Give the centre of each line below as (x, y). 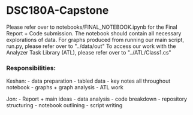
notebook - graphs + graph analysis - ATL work (65, 87)
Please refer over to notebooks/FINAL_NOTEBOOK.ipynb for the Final (92, 27)
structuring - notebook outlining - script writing (64, 105)
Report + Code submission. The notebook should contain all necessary (94, 33)
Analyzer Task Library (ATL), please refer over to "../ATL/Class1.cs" (89, 52)
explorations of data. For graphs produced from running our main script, (95, 40)
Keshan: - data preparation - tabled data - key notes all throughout (88, 81)
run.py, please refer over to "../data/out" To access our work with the (91, 46)
